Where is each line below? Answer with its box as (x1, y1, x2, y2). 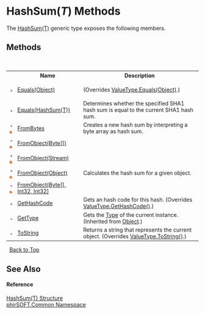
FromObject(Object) (17, 169, 68, 177)
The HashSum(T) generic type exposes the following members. (6, 24, 166, 32)
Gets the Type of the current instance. (83, 211, 179, 218)
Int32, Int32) (17, 188, 49, 195)
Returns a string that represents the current (83, 226, 192, 233)
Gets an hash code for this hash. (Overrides (83, 196, 193, 203)
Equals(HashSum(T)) (17, 106, 71, 114)
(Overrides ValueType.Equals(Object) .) (83, 86, 181, 93)
